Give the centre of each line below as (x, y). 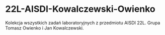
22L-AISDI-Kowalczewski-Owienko (80, 9)
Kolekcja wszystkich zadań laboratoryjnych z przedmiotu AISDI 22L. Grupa (83, 23)
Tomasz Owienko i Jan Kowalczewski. (45, 28)
